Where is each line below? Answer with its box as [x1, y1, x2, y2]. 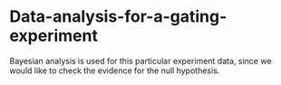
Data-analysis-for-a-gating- [9, 6, 228, 27]
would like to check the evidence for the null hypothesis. [9, 65, 220, 76]
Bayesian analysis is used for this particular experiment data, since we [9, 55, 272, 66]
